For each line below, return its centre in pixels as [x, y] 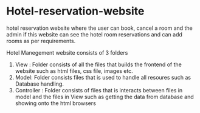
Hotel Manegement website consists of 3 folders [67, 52]
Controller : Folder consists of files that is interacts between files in [99, 90]
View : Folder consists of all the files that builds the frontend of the [98, 64]
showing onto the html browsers [55, 103]
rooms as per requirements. [41, 41]
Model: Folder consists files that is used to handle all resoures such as [103, 77]
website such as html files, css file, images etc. [74, 70]
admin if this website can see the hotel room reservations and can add [94, 34]
